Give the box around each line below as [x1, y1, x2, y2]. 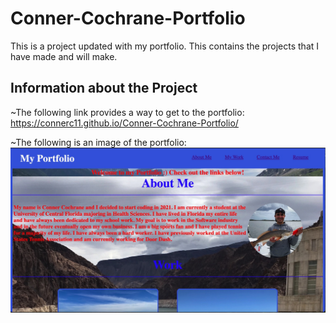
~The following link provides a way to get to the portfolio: [10, 106, 245, 118]
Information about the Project [10, 80, 198, 97]
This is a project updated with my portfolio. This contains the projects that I [10, 40, 320, 52]
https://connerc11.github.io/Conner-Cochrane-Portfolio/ [10, 117, 239, 129]
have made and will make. [10, 50, 118, 62]
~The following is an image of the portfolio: [10, 136, 187, 148]
